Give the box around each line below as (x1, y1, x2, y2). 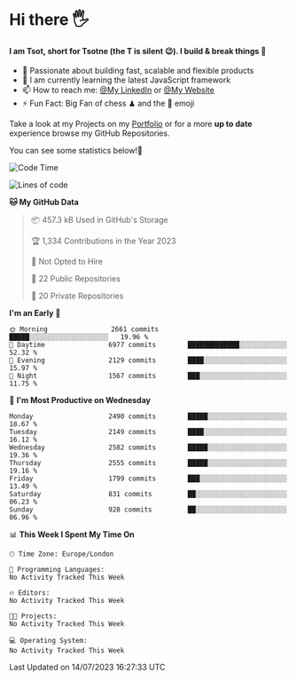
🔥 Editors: (9, 589, 51, 598)
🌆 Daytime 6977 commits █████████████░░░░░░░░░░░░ (9, 341, 288, 350)
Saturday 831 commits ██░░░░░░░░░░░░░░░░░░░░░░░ (9, 490, 288, 499)
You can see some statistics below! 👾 (9, 146, 144, 156)
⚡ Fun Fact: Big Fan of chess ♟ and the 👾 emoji (21, 98, 195, 109)
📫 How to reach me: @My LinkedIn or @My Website (21, 84, 214, 96)
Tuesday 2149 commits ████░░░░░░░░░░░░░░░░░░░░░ (9, 428, 288, 437)
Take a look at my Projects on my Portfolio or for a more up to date (9, 119, 253, 130)
